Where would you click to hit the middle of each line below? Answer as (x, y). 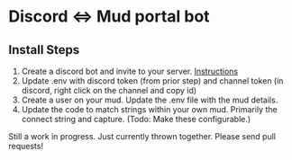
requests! (26, 146)
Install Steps (44, 50)
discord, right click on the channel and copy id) (109, 90)
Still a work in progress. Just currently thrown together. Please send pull (142, 136)
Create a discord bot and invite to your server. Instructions (130, 71)
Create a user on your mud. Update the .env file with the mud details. (150, 100)
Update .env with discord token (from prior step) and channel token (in (152, 81)
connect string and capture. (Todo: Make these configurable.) (136, 119)
